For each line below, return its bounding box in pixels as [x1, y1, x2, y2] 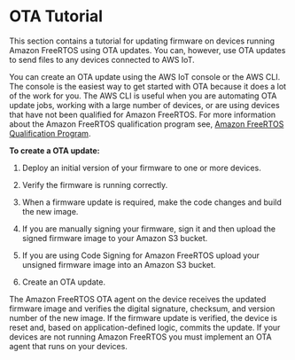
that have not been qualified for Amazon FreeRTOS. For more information [9, 109, 276, 120]
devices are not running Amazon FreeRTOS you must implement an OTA [9, 331, 272, 342]
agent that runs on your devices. [9, 340, 128, 351]
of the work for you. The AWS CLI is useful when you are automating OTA [9, 90, 277, 101]
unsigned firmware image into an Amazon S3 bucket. [21, 259, 216, 270]
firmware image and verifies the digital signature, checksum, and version [9, 303, 276, 314]
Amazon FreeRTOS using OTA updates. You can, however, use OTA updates [9, 44, 286, 55]
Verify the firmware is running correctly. [21, 179, 168, 190]
